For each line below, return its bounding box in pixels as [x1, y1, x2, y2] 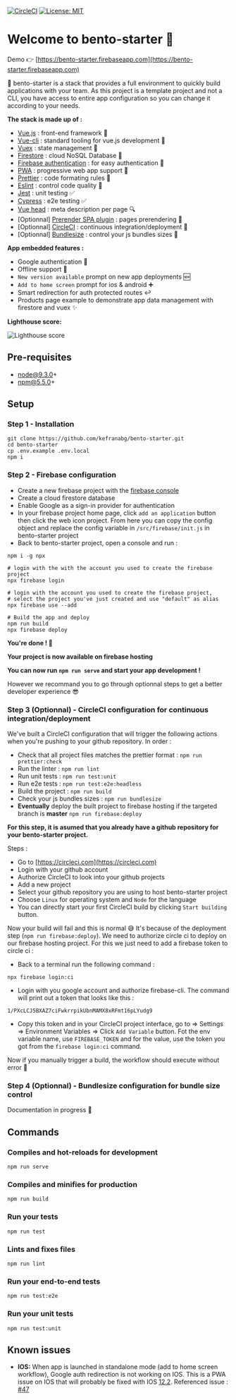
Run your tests [7, 1212, 58, 1222]
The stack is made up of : [7, 115, 82, 123]
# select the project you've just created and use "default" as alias [7, 595, 219, 602]
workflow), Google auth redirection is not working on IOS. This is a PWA [17, 1370, 227, 1379]
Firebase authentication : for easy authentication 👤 [17, 159, 164, 167]
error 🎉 [7, 1064, 28, 1072]
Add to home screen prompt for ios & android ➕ [17, 280, 154, 288]
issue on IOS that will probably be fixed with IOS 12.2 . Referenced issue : [17, 1377, 229, 1386]
